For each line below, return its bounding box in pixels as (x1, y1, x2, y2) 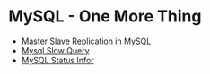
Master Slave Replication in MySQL (21, 36, 152, 46)
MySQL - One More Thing (8, 6, 202, 27)
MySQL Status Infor (21, 54, 95, 65)
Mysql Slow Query (21, 45, 91, 55)
